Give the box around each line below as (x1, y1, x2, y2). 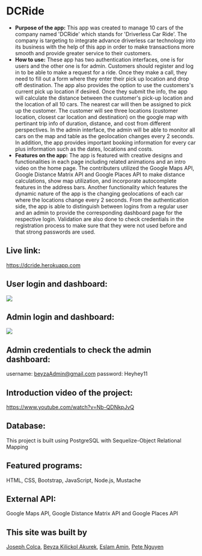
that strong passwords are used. (14, 228, 96, 235)
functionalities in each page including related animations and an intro (14, 158, 186, 165)
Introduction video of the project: (6, 387, 133, 397)
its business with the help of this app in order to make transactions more (14, 43, 194, 50)
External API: (6, 494, 57, 504)
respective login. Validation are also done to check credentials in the (14, 215, 185, 223)
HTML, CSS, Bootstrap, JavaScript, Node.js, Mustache (6, 476, 141, 484)
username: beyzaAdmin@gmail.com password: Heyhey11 (6, 370, 148, 378)
